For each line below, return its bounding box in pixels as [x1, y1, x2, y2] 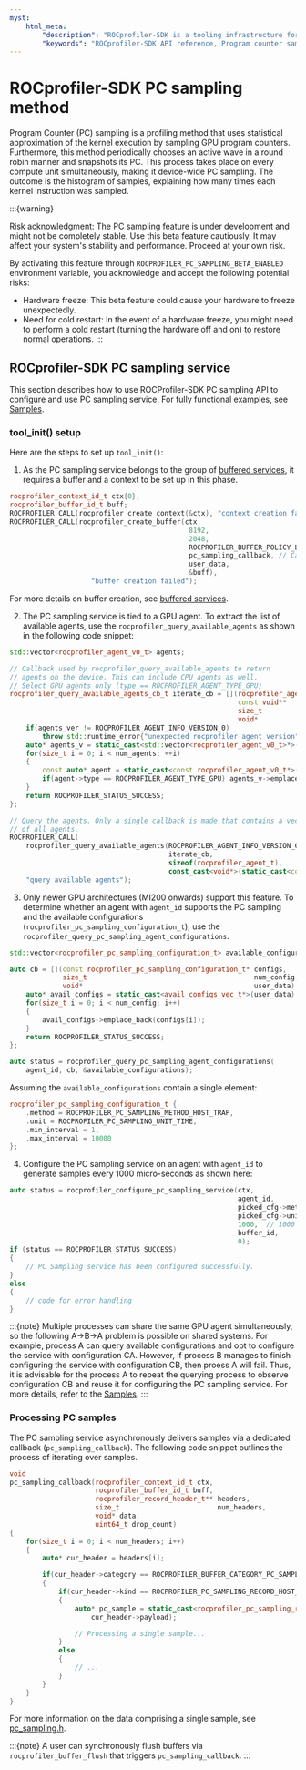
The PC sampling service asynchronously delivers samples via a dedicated [9, 1432, 291, 1443]
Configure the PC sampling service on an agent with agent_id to [22, 1159, 264, 1170]
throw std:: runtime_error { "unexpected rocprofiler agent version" [42, 732, 300, 741]
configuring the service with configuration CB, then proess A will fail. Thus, [9, 1359, 291, 1371]
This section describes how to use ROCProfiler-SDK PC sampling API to [9, 384, 279, 394]
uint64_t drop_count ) [95, 1519, 178, 1529]
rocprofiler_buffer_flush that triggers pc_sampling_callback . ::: [9, 1750, 251, 1761]
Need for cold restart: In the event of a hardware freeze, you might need [22, 314, 294, 325]
